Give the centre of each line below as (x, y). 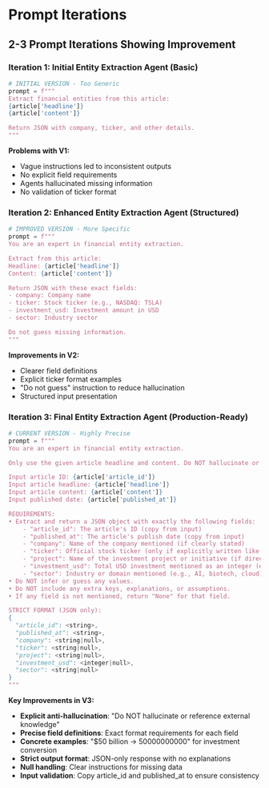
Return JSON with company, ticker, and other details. (102, 128)
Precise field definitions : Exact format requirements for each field (129, 733)
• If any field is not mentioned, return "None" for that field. (119, 596)
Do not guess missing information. (68, 332)
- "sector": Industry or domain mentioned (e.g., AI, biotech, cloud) (143, 574)
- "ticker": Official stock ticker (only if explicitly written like (141, 552)
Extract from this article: (55, 258)
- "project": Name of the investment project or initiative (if (132, 559)
